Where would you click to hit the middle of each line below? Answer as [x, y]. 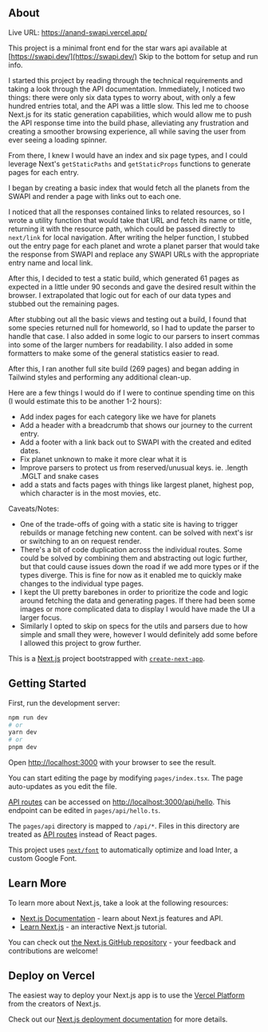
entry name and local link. [51, 262]
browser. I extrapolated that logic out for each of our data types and [120, 295]
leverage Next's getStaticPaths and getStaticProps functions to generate [130, 164]
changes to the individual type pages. [82, 584]
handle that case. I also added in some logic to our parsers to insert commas [134, 336]
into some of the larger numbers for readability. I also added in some [121, 345]
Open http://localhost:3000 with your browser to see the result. [112, 762]
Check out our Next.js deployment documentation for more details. [118, 1019]
